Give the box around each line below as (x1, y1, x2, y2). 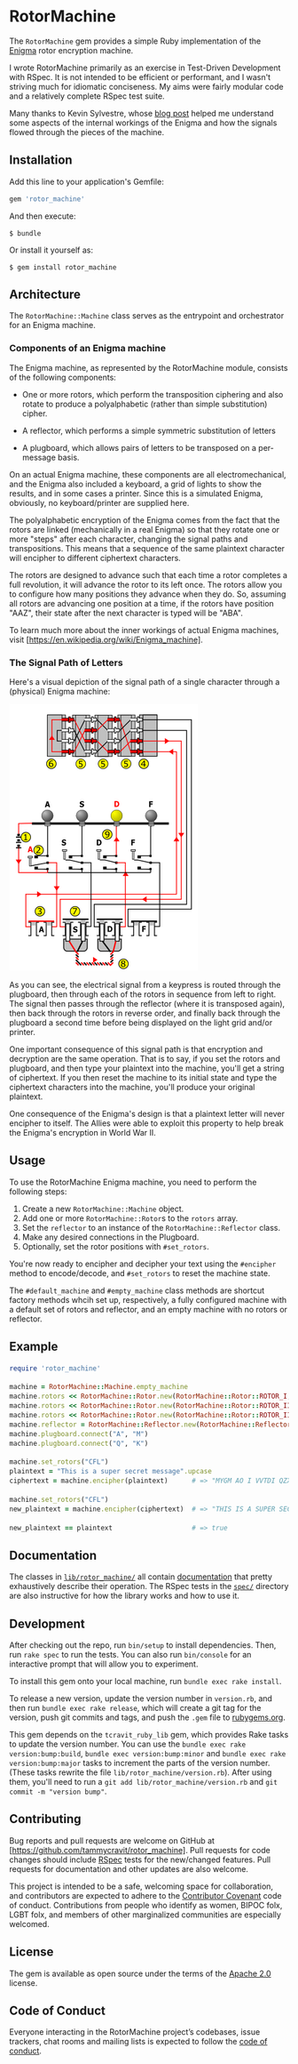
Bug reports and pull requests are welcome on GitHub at (9, 1835, 216, 1846)
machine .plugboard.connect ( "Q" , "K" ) (9, 1439, 149, 1448)
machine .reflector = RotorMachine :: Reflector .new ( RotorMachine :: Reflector (9, 1420, 292, 1429)
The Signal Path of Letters (9, 656, 123, 669)
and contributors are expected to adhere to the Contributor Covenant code (9, 1890, 282, 1900)
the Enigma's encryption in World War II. (9, 1128, 157, 1138)
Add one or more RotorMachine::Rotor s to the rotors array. (21, 1212, 239, 1224)
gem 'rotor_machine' (9, 194, 86, 204)
